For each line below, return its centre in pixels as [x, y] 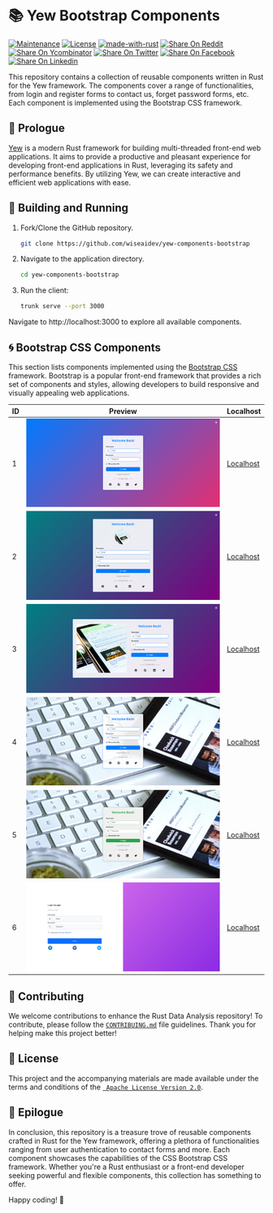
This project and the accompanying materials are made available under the [134, 1078]
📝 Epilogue [36, 1113]
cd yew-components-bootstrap [69, 275]
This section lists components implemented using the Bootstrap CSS [123, 367]
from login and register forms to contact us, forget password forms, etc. [129, 93]
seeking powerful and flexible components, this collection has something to [135, 1175]
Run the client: [44, 290]
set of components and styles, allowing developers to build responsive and [134, 384]
